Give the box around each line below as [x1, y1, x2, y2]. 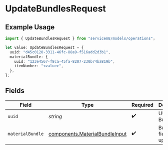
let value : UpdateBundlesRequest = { [5, 45, 84, 50]
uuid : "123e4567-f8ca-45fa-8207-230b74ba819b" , [14, 59, 115, 64]
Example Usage [5, 23, 55, 31]
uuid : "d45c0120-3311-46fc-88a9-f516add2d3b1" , [9, 49, 111, 55]
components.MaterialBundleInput [48, 130, 127, 137]
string [48, 113, 62, 120]
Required [131, 101, 154, 108]
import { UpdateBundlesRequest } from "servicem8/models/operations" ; [5, 36, 155, 41]
